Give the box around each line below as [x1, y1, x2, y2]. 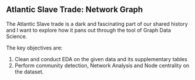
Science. [6, 32, 28, 40]
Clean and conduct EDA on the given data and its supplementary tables [14, 55, 188, 62]
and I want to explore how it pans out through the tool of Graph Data [6, 26, 172, 34]
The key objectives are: [6, 44, 63, 51]
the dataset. [14, 68, 44, 75]
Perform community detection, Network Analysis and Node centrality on [14, 62, 190, 69]
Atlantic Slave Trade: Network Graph [6, 5, 143, 15]
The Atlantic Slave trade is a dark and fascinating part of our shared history [6, 20, 188, 27]
